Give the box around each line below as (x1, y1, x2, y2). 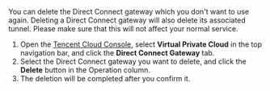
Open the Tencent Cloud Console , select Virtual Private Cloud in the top (19, 39, 263, 49)
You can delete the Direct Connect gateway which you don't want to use (8, 7, 250, 16)
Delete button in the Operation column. (19, 65, 151, 75)
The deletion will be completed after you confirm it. (19, 74, 191, 83)
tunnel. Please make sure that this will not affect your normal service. (8, 24, 238, 33)
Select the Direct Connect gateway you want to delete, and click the (19, 56, 247, 66)
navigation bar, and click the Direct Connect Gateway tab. (19, 48, 215, 57)
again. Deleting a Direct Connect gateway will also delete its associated (8, 15, 247, 25)
